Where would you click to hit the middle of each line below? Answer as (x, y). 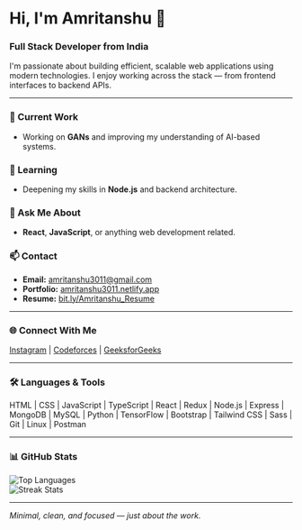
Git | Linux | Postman (48, 425)
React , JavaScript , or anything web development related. (129, 233)
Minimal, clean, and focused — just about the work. (105, 515)
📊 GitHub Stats (44, 457)
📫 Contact (33, 256)
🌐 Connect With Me (53, 330)
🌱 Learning (34, 169)
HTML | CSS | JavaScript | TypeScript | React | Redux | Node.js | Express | (147, 406)
